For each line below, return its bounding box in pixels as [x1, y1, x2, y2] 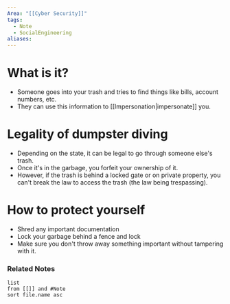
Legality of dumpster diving [7, 126, 168, 142]
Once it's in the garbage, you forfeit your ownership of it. [16, 164, 179, 172]
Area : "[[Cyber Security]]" [7, 10, 88, 17]
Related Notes [7, 264, 56, 273]
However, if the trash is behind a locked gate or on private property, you [16, 171, 221, 179]
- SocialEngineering [13, 29, 72, 36]
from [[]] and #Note [7, 285, 67, 292]
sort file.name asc [7, 292, 63, 299]
